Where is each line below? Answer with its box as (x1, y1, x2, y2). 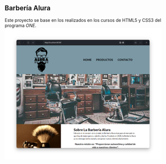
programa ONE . (4, 22, 37, 28)
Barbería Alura (4, 4, 51, 12)
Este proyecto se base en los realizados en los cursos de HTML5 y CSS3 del (4, 17, 162, 23)
